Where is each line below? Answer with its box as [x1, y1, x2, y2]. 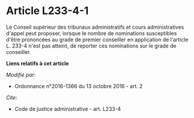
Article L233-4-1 [6, 4, 89, 18]
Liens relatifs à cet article [6, 60, 69, 67]
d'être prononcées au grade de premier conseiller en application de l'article [6, 36, 189, 43]
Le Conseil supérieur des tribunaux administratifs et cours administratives [6, 23, 185, 31]
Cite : [6, 94, 18, 101]
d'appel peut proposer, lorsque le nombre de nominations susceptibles [6, 29, 177, 36]
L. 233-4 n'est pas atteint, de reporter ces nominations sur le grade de [6, 42, 177, 49]
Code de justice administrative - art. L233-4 [14, 105, 121, 112]
